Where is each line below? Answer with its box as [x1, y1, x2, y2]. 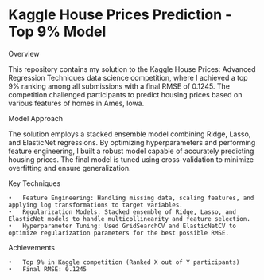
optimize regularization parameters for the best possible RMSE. [8, 229, 229, 237]
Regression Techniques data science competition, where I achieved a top [8, 73, 248, 82]
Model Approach [8, 113, 64, 123]
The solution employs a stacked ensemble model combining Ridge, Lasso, [8, 129, 251, 139]
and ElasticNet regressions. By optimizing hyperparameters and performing [8, 137, 256, 147]
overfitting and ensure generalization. [8, 163, 131, 172]
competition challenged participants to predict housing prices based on [8, 89, 243, 99]
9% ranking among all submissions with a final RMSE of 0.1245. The [8, 81, 231, 91]
